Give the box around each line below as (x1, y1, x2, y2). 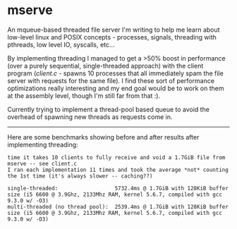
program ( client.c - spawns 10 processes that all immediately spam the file (7, 69, 224, 78)
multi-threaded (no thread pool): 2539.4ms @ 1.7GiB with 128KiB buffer (7, 203, 229, 210)
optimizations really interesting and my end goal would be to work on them (7, 84, 224, 92)
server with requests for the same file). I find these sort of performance (7, 76, 215, 85)
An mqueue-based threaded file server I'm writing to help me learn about (7, 25, 220, 34)
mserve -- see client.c (7, 160, 78, 167)
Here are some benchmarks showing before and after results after (7, 132, 200, 141)
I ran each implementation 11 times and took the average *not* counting (7, 166, 229, 173)
